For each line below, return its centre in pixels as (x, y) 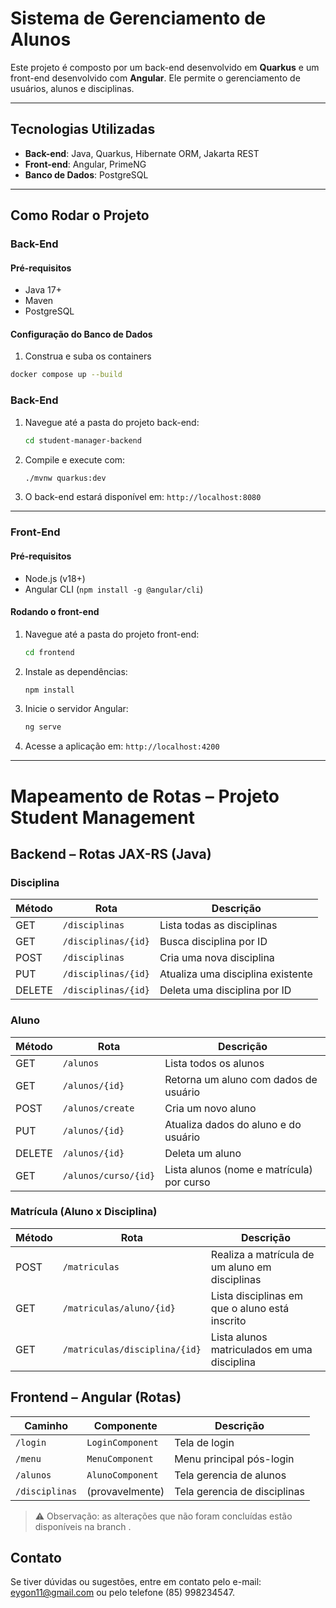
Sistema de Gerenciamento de (138, 18)
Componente (125, 1425)
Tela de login (204, 1442)
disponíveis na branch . (83, 1526)
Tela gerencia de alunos (230, 1475)
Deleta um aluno (203, 1153)
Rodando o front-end (55, 612)
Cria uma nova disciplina (217, 958)
